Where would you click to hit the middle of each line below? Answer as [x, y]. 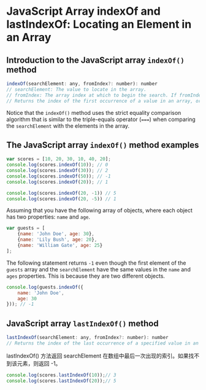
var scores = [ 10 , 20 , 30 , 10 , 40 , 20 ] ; [59, 159]
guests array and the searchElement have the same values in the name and [99, 269]
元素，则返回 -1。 [39, 363]
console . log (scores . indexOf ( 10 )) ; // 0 [57, 165]
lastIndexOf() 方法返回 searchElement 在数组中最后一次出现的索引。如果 [97, 356]
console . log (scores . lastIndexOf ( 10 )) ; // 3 [61, 375]
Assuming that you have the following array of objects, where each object [100, 211]
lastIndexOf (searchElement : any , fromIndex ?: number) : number [87, 338]
